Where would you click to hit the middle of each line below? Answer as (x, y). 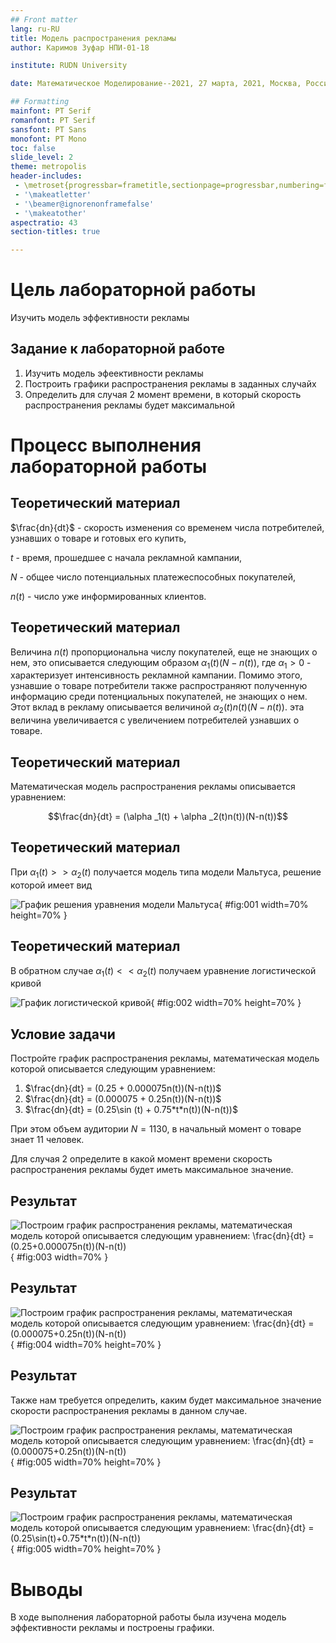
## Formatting (40, 102)
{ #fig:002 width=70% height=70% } (226, 1003)
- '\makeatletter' (53, 194)
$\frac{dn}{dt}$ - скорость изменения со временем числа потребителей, (167, 527)
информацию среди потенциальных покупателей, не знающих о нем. (159, 697)
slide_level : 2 (42, 157)
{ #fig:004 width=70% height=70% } (86, 1344)
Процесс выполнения (106, 445)
